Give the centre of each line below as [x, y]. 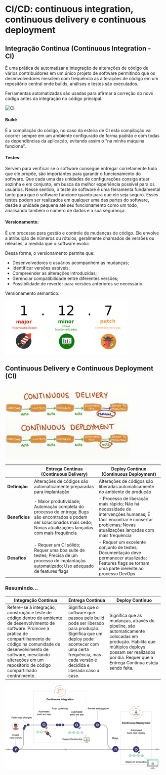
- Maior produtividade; [57, 501]
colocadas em [124, 636]
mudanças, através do [132, 620]
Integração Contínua [36, 600]
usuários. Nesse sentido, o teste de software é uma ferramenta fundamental [83, 189]
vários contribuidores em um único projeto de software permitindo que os [80, 73]
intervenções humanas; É [124, 514]
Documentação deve [120, 553]
